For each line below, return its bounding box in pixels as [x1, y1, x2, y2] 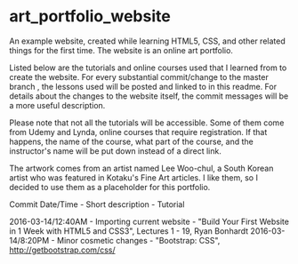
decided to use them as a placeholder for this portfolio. [9, 181, 211, 192]
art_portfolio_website [9, 6, 171, 27]
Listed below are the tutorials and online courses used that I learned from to [9, 62, 287, 73]
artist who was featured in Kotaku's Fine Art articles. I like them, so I [9, 172, 258, 183]
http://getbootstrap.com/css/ [9, 244, 116, 255]
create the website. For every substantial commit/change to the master [9, 71, 269, 82]
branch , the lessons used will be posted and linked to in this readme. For [9, 81, 278, 92]
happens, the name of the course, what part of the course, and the [9, 136, 254, 147]
